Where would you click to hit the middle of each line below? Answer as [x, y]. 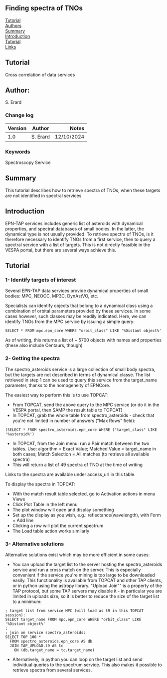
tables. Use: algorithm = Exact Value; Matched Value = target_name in [84, 448]
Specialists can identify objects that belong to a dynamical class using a [79, 306]
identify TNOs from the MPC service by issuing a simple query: [70, 321]
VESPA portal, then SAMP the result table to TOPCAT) [68, 410]
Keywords [18, 151]
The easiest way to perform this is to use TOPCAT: [57, 395]
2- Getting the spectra [33, 358]
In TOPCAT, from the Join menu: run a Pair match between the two [81, 443]
